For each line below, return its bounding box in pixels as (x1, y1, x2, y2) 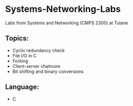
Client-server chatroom (12, 63, 61, 69)
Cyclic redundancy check (12, 47, 65, 53)
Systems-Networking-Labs (5, 3, 121, 15)
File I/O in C (12, 53, 37, 58)
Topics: (5, 34, 29, 43)
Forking (12, 58, 28, 64)
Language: (5, 83, 39, 91)
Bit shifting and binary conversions (12, 68, 84, 74)
